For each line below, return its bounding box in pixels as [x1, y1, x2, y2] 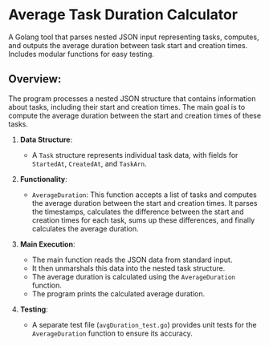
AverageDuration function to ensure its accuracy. [31, 328, 193, 338]
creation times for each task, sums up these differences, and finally [31, 215, 255, 225]
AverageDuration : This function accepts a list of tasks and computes [31, 190, 257, 199]
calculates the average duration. [31, 223, 139, 233]
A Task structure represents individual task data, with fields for [31, 150, 238, 159]
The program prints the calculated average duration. [31, 288, 206, 298]
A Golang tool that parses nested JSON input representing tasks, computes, [8, 32, 259, 42]
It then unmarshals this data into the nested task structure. [31, 263, 226, 273]
